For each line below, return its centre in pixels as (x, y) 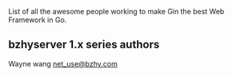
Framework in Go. (38, 20)
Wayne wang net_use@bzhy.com (63, 63)
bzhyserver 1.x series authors (84, 45)
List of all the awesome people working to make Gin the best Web (116, 11)
